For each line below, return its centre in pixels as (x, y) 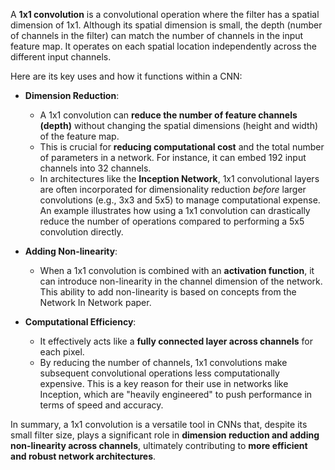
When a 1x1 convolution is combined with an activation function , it (177, 270)
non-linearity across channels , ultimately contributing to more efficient (159, 445)
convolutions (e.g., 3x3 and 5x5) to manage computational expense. (180, 200)
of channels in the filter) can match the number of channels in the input (157, 35)
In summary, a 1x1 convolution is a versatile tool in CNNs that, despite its (159, 424)
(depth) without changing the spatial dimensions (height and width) (179, 125)
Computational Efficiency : (80, 322)
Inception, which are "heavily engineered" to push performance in (176, 394)
